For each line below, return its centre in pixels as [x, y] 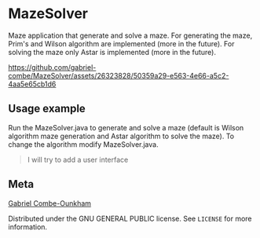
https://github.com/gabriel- [52, 67]
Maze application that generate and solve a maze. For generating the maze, [130, 35]
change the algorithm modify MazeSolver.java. [83, 144]
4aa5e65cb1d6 [32, 84]
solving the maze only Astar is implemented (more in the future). [112, 52]
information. [28, 227]
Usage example [47, 109]
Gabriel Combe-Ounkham [50, 203]
